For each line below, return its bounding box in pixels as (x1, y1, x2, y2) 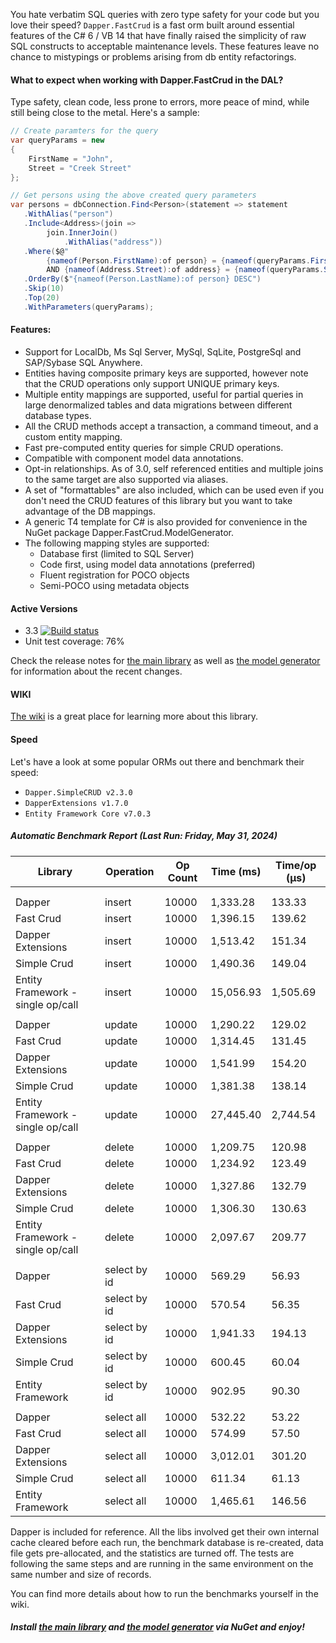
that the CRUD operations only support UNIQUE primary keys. (24, 378, 280, 390)
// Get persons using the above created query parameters (10, 190, 257, 201)
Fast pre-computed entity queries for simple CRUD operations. (24, 442, 284, 454)
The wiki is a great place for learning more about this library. (10, 710, 259, 723)
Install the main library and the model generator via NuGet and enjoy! (10, 1621, 305, 1633)
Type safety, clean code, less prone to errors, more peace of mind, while (10, 96, 310, 108)
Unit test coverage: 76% (24, 635, 125, 648)
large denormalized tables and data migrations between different (24, 399, 293, 411)
